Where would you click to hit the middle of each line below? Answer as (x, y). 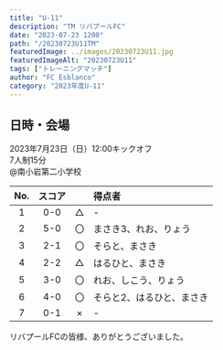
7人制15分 (28, 160)
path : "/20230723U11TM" (55, 43)
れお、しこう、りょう (139, 281)
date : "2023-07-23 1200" (57, 35)
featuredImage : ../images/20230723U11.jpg (91, 52)
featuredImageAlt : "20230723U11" (73, 60)
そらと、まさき (125, 246)
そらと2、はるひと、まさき (150, 298)
